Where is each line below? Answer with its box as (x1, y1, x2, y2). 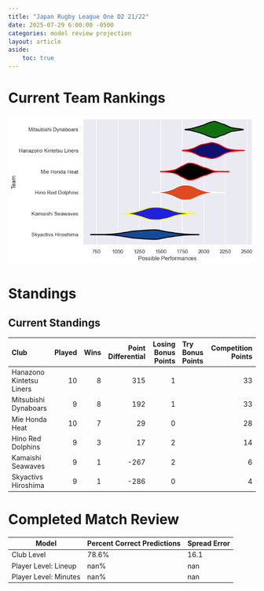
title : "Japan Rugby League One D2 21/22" (8, 13, 149, 20)
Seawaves (11, 461, 46, 471)
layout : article (8, 38, 61, 46)
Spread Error (187, 539, 230, 549)
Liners (11, 384, 32, 393)
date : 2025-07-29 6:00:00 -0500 (8, 20, 114, 29)
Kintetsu (11, 376, 39, 386)
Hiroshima (11, 481, 45, 490)
